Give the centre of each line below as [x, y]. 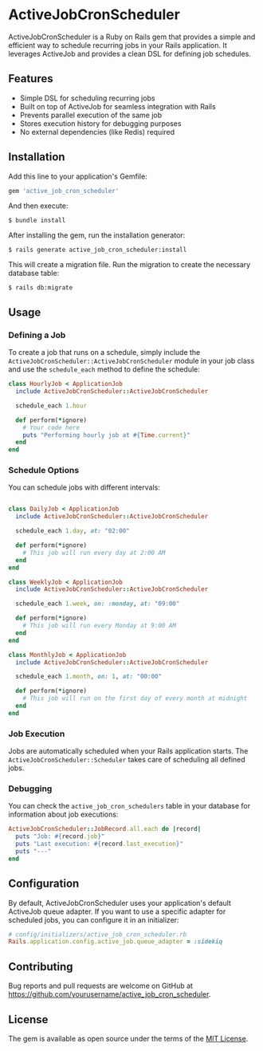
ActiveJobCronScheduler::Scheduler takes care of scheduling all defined [127, 760]
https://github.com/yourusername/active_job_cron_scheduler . [110, 994]
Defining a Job [37, 335]
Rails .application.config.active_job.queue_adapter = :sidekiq [116, 942]
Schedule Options [44, 470]
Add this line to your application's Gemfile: [78, 176]
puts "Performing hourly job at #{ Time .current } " [107, 435]
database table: [34, 274]
